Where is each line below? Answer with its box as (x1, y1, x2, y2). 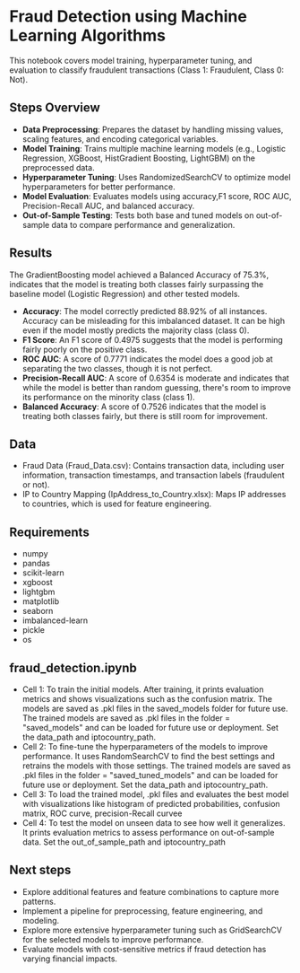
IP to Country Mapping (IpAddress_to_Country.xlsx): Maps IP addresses (21, 489, 287, 500)
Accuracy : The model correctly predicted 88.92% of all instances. (21, 305, 268, 316)
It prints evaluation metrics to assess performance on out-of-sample (21, 828, 275, 837)
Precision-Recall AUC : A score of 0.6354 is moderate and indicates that (21, 373, 289, 383)
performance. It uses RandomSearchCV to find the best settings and (21, 751, 276, 761)
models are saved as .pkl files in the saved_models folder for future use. (21, 703, 288, 714)
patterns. (21, 896, 56, 907)
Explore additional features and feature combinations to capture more (21, 886, 279, 897)
